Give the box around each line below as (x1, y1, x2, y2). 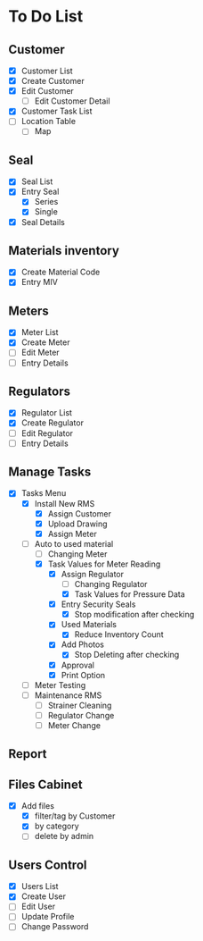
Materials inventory (8, 243, 119, 258)
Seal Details (20, 216, 66, 227)
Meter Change (47, 719, 101, 730)
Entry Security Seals (61, 599, 136, 609)
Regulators (8, 383, 70, 399)
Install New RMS (34, 498, 95, 508)
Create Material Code (20, 266, 101, 278)
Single (34, 206, 59, 217)
